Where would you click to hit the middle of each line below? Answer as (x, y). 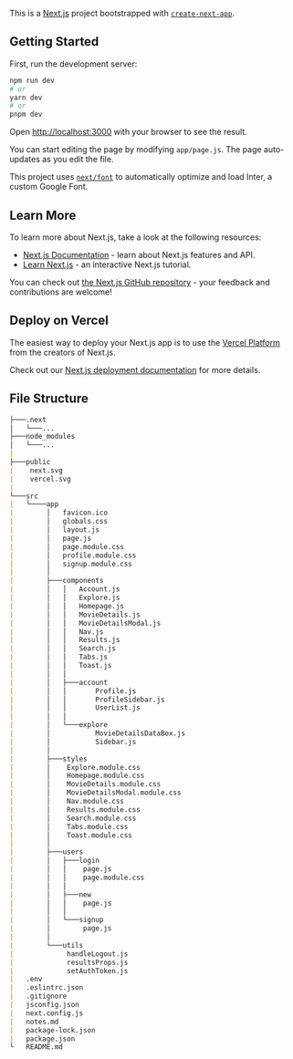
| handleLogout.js (69, 954)
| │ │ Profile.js (73, 691)
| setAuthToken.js (69, 971)
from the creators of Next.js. (63, 352)
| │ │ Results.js (65, 640)
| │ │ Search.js (63, 649)
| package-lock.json (52, 1030)
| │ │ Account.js (65, 589)
